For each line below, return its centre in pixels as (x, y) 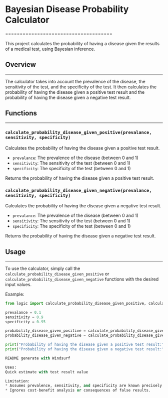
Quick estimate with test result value (47, 372)
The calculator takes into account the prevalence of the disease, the (75, 81)
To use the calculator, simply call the (43, 268)
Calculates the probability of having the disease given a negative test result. (83, 206)
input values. (18, 284)
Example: (15, 294)
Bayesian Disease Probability (67, 9)
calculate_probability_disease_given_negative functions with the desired (82, 279)
